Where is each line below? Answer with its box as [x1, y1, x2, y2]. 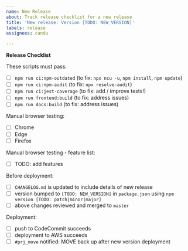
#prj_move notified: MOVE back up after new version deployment [14, 238, 171, 245]
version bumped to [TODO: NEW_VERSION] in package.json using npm [14, 190, 175, 197]
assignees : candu [6, 30, 49, 36]
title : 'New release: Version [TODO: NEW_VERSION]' [6, 19, 135, 25]
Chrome [14, 124, 35, 131]
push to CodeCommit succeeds [14, 225, 91, 232]
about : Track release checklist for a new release [6, 14, 132, 20]
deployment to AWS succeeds [14, 231, 88, 238]
